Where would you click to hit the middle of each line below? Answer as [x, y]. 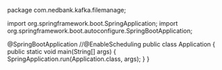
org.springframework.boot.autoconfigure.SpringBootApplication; [100, 31]
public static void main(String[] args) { [62, 52]
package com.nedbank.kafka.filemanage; [67, 10]
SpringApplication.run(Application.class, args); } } [78, 59]
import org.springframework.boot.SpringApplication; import [93, 23]
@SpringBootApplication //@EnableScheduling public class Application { [111, 44]
